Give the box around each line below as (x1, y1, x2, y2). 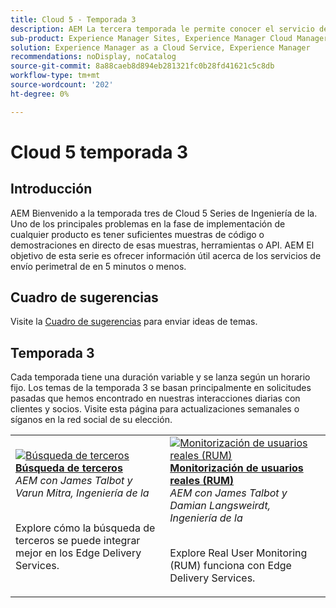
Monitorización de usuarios (169, 461, 304, 475)
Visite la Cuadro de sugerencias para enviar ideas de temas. (10, 316, 258, 328)
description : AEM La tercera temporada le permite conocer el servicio (10, 24, 315, 34)
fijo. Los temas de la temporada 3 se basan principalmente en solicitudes (10, 382, 312, 394)
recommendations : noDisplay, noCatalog (10, 52, 177, 62)
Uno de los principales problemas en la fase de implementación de (10, 217, 286, 230)
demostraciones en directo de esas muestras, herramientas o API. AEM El (10, 239, 315, 251)
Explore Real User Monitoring (169, 546, 308, 560)
